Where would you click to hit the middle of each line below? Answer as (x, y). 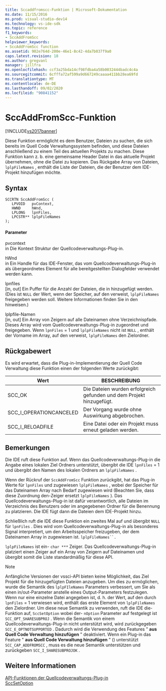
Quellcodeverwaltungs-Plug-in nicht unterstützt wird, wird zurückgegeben (81, 623)
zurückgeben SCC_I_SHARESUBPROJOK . (42, 650)
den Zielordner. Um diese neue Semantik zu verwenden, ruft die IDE (74, 608)
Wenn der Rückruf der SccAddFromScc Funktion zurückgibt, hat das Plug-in (80, 479)
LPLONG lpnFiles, (32, 213)
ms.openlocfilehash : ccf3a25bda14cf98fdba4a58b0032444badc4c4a (72, 70)
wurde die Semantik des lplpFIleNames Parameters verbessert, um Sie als (80, 587)
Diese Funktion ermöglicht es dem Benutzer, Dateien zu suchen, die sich (79, 141)
